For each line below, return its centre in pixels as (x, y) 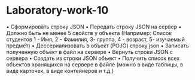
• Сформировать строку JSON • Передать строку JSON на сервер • (94, 27)
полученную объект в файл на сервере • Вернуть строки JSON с (90, 52)
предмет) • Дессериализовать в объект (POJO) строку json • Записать (98, 46)
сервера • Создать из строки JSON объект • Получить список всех (93, 58)
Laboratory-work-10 (57, 10)
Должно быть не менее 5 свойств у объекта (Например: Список (89, 33)
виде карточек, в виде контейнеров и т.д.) (60, 71)
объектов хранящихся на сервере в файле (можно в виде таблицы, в (95, 64)
